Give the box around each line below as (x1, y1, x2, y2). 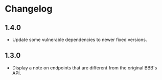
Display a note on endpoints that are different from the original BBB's (12, 64, 157, 71)
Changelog (5, 3, 53, 15)
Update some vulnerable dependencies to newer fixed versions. (12, 36, 147, 43)
